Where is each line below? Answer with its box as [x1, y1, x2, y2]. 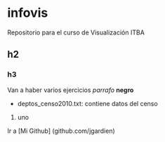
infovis [7, 5, 48, 21]
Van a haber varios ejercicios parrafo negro [7, 86, 134, 94]
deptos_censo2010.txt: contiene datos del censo [17, 99, 158, 108]
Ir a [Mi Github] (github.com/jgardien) [7, 127, 116, 135]
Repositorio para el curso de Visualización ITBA [7, 28, 145, 37]
